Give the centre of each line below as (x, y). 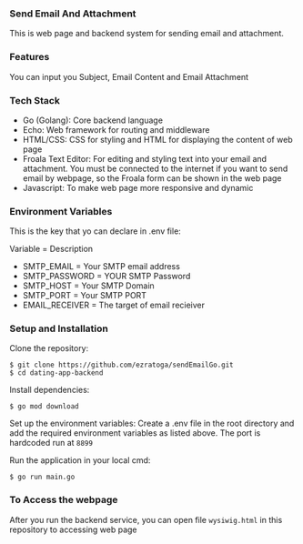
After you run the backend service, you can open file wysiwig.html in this (146, 519)
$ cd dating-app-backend (56, 373)
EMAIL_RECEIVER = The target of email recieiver (114, 305)
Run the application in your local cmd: (80, 460)
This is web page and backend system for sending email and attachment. (147, 34)
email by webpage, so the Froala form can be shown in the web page (152, 178)
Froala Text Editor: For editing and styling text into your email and (144, 158)
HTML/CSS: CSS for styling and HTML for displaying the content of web (157, 139)
